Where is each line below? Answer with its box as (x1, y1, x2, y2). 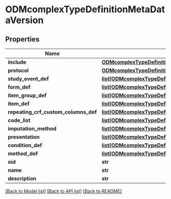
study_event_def (8, 75, 49, 82)
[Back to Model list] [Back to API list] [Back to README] (5, 188, 122, 194)
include (8, 59, 26, 65)
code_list (8, 117, 31, 124)
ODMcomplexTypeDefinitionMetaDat (5, 4, 165, 15)
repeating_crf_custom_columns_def (8, 108, 97, 116)
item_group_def (8, 92, 47, 99)
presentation (8, 134, 40, 140)
